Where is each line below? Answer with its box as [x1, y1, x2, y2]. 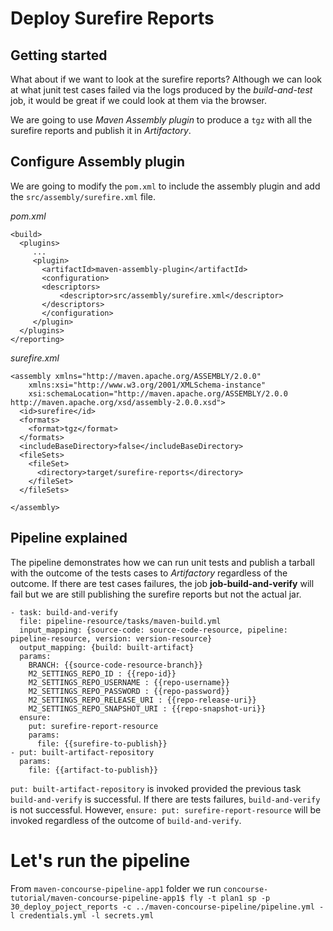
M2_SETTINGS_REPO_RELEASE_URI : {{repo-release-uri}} [28, 695, 257, 705]
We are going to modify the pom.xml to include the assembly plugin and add [10, 180, 321, 192]
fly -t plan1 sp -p [189, 893, 271, 903]
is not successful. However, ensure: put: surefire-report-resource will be [10, 803, 322, 816]
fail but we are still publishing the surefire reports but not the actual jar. [10, 588, 302, 600]
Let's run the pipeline [10, 849, 191, 872]
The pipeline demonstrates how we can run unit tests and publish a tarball [10, 556, 315, 568]
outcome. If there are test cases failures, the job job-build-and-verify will [10, 577, 315, 589]
